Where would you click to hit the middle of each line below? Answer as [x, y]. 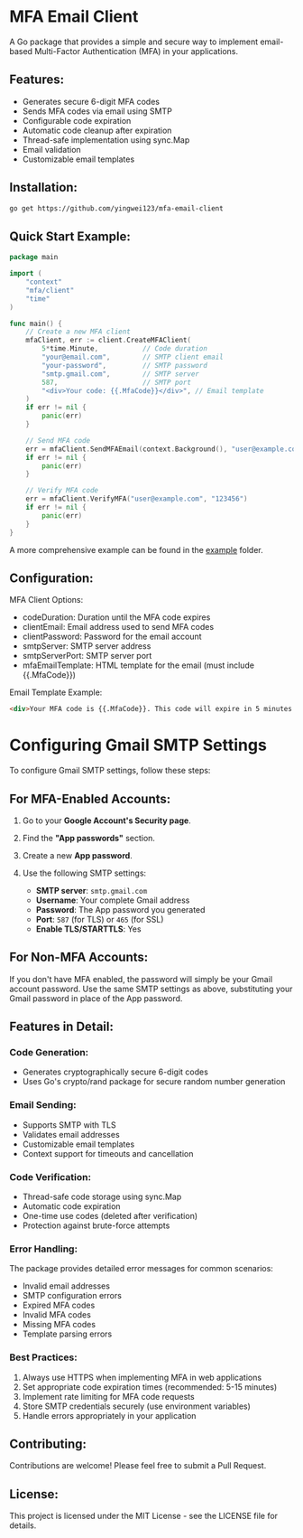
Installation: [44, 188]
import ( [26, 274]
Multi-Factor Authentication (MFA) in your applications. [137, 51]
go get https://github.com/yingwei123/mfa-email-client [116, 208]
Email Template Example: [56, 692]
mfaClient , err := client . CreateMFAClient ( [109, 341]
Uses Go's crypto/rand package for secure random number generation [154, 1082]
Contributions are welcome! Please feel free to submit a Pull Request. [138, 1466]
